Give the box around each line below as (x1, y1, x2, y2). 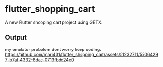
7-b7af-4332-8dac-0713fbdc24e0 (5, 57, 74, 63)
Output (5, 33, 27, 42)
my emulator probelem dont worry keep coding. (5, 46, 101, 52)
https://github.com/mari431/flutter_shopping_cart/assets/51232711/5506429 (5, 51, 159, 57)
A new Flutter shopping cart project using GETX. (5, 19, 102, 25)
